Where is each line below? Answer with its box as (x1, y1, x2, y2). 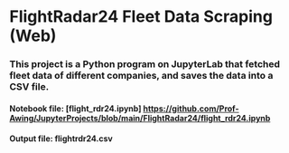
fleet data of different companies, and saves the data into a (9, 70, 274, 82)
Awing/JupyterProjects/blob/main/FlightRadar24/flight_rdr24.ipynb (9, 112, 271, 123)
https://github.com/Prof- (143, 102, 239, 114)
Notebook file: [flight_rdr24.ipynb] (9, 102, 142, 114)
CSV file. (9, 81, 50, 93)
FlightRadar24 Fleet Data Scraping (9, 6, 274, 27)
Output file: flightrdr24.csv (9, 133, 113, 144)
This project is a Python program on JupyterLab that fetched (9, 58, 281, 71)
